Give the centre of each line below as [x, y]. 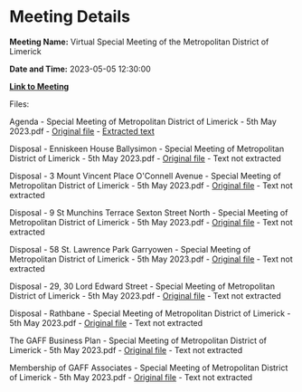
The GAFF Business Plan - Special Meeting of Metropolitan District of [138, 340]
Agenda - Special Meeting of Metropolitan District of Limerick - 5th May [143, 121]
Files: [19, 104]
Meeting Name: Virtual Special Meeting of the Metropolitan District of [139, 42]
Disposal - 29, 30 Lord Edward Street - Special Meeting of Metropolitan [142, 286]
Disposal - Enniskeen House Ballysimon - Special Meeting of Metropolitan [147, 148]
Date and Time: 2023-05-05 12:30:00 [80, 69]
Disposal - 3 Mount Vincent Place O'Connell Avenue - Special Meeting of [146, 176]
